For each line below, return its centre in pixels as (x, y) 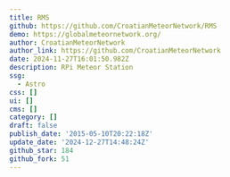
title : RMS (29, 17)
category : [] (33, 117)
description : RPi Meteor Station (71, 68)
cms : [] (24, 109)
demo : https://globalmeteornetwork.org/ (86, 34)
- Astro (32, 84)
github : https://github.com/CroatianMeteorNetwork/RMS (113, 26)
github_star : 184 (41, 150)
